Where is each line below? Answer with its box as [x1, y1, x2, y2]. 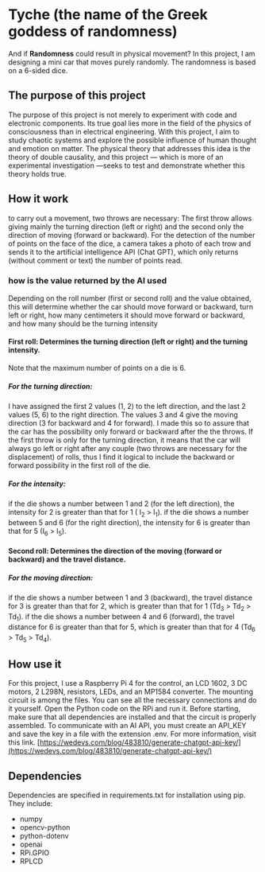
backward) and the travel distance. [8, 555, 126, 564]
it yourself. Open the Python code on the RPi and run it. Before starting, [8, 704, 240, 714]
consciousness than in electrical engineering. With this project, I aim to [8, 127, 240, 136]
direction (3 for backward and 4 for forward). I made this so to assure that [8, 418, 250, 428]
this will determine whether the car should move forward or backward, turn [8, 302, 254, 311]
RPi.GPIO [19, 847, 50, 857]
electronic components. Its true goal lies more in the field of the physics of [8, 118, 252, 128]
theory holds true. [8, 169, 67, 178]
